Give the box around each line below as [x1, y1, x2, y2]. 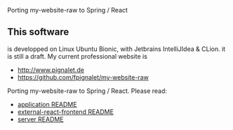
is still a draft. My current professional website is [7, 52, 147, 60]
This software [7, 26, 69, 38]
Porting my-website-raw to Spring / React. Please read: [7, 87, 167, 95]
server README [17, 115, 65, 123]
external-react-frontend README [17, 108, 114, 116]
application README [17, 100, 77, 108]
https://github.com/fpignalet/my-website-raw [17, 73, 149, 81]
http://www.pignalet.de [17, 66, 84, 74]
